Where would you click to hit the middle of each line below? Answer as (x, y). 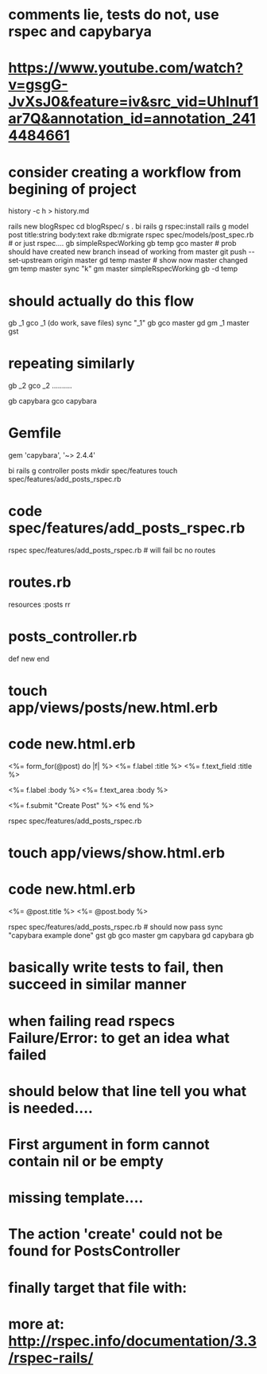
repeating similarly (72, 363)
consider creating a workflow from (125, 172)
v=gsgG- (38, 85)
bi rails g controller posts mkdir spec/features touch (93, 470)
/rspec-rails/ (51, 1358)
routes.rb (40, 582)
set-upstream (31, 260)
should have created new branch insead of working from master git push (128, 252)
